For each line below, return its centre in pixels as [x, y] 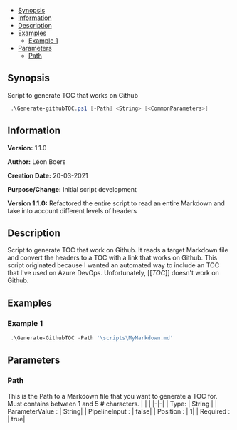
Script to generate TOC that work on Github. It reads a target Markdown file [118, 250]
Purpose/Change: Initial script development [72, 189]
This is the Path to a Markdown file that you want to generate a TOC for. [112, 396]
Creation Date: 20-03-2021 [48, 175]
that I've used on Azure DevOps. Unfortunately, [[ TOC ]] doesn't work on [113, 273]
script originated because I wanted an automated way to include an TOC [114, 265]
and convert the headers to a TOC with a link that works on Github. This [112, 258]
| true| [16, 419]
